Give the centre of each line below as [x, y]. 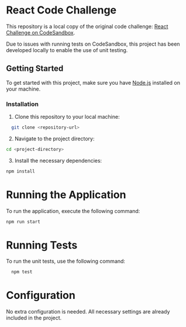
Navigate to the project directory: [54, 139]
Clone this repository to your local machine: [67, 117]
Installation [23, 104]
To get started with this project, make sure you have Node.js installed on [93, 82]
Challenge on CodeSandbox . [41, 32]
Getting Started [35, 69]
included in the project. [34, 318]
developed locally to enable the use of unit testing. [67, 50]
